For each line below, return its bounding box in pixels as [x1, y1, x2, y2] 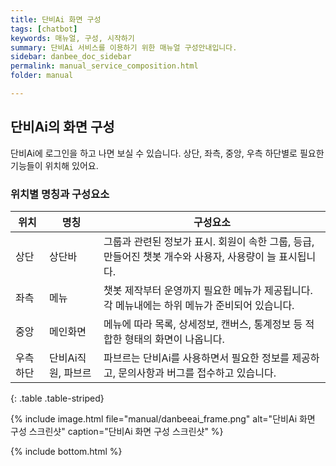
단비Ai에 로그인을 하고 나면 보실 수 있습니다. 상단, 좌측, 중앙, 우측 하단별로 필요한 [10, 147, 325, 159]
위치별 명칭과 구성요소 [10, 187, 110, 201]
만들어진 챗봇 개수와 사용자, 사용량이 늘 [103, 249, 277, 263]
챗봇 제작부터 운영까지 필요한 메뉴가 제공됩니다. [103, 283, 313, 297]
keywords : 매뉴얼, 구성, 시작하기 [10, 33, 135, 43]
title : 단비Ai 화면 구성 [10, 14, 102, 25]
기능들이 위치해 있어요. [10, 159, 99, 171]
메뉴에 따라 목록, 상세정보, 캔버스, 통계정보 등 [103, 317, 303, 331]
